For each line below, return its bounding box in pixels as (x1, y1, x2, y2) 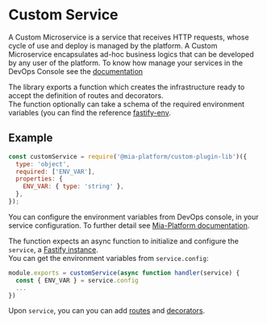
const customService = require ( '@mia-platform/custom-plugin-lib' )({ (8, 152, 248, 160)
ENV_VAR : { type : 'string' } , (23, 183, 125, 191)
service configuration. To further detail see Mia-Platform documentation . (8, 220, 250, 230)
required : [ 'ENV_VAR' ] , (15, 168, 95, 176)
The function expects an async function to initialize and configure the (8, 236, 240, 246)
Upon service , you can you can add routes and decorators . (8, 306, 206, 316)
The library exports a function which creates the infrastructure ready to (8, 82, 245, 92)
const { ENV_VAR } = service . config (15, 276, 139, 284)
